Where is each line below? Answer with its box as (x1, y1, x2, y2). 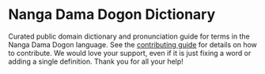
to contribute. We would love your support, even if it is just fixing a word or (8, 48, 252, 57)
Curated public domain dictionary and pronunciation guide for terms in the (8, 31, 251, 41)
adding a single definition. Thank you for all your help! (8, 57, 184, 66)
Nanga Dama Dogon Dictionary (8, 6, 216, 24)
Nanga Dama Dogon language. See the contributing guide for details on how (8, 39, 257, 49)
